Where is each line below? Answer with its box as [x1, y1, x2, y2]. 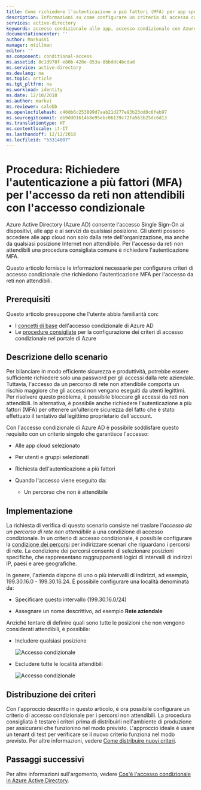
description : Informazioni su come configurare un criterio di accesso [6, 14, 188, 20]
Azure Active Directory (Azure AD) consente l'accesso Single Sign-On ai [6, 221, 184, 228]
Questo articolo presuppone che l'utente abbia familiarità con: [6, 310, 159, 318]
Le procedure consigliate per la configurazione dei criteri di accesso [14, 328, 184, 336]
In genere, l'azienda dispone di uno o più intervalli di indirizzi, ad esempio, [6, 572, 189, 579]
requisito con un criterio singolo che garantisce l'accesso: [6, 430, 149, 438]
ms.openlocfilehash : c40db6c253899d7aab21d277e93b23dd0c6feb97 [6, 109, 167, 115]
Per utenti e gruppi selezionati [14, 454, 89, 461]
